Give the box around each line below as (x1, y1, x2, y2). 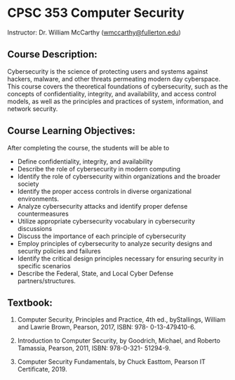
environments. (17, 195, 60, 203)
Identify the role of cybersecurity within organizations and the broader (17, 172, 221, 181)
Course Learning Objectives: (7, 125, 135, 137)
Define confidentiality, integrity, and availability (17, 157, 153, 166)
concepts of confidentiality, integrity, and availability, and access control (7, 89, 217, 98)
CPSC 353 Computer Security (7, 5, 184, 21)
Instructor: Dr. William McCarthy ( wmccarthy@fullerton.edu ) (7, 28, 181, 37)
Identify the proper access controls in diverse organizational (17, 187, 192, 195)
